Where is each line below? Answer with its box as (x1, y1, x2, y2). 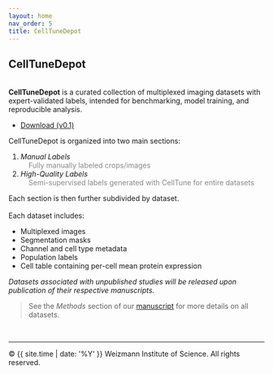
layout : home (8, 11, 53, 20)
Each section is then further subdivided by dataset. (8, 194, 180, 203)
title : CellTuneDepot (8, 27, 82, 35)
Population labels (19, 253, 79, 263)
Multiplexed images (19, 227, 86, 237)
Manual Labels (19, 152, 71, 162)
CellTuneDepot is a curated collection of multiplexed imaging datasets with (8, 87, 261, 98)
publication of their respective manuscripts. (8, 285, 155, 295)
